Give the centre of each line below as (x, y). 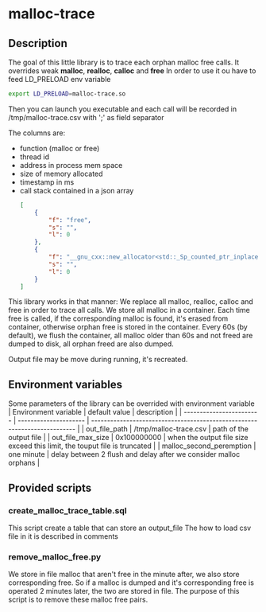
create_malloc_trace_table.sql (67, 510)
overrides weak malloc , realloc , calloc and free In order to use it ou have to (132, 71)
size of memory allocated (61, 173)
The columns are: (37, 133)
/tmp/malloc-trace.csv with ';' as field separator (86, 117)
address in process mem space (71, 165)
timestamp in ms (47, 182)
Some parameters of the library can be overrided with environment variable (132, 403)
